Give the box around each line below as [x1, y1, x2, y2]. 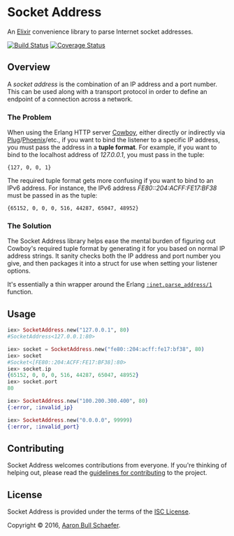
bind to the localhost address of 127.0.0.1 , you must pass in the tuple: [7, 151, 205, 159]
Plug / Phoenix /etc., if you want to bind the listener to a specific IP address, [7, 136, 220, 144]
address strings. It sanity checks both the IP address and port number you [7, 252, 221, 260]
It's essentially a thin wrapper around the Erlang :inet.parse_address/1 [7, 280, 212, 289]
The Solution [7, 221, 52, 231]
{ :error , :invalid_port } [7, 423, 80, 430]
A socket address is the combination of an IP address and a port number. [7, 80, 218, 88]
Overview [7, 61, 51, 74]
